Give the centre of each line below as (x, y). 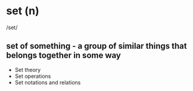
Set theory (28, 70)
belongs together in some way (63, 56)
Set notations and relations (48, 82)
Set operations (33, 76)
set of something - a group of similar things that (96, 46)
